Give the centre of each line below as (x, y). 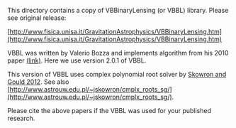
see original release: (37, 18)
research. (21, 118)
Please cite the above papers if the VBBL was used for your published (109, 111)
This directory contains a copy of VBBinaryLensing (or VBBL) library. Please (118, 10)
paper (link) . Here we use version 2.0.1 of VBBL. (77, 60)
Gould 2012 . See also (38, 82)
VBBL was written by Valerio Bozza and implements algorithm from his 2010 (118, 53)
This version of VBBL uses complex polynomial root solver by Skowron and (117, 74)
